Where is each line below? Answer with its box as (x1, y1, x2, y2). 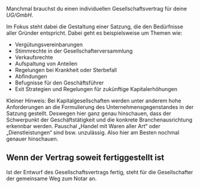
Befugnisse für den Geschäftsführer (14, 79, 104, 86)
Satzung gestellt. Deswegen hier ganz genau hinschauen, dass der (6, 110, 172, 117)
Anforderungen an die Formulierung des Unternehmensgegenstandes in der (6, 104, 194, 110)
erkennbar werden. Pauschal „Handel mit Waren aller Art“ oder (6, 123, 160, 129)
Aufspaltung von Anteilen (14, 60, 78, 67)
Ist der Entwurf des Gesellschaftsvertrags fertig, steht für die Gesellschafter (6, 168, 193, 175)
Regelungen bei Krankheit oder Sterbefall (14, 66, 117, 74)
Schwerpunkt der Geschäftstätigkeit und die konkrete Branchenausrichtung (6, 116, 193, 123)
